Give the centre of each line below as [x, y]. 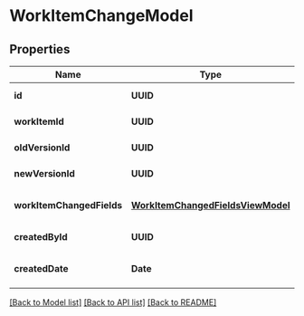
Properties [40, 49]
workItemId [39, 121]
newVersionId [44, 173]
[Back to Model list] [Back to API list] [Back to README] [113, 302]
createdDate [41, 268]
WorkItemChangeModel [101, 16]
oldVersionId [42, 148]
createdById [41, 237]
